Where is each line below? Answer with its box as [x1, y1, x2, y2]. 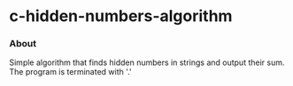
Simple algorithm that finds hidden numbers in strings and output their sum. [9, 57, 285, 68]
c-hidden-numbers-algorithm [9, 6, 233, 26]
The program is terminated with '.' [9, 67, 132, 77]
